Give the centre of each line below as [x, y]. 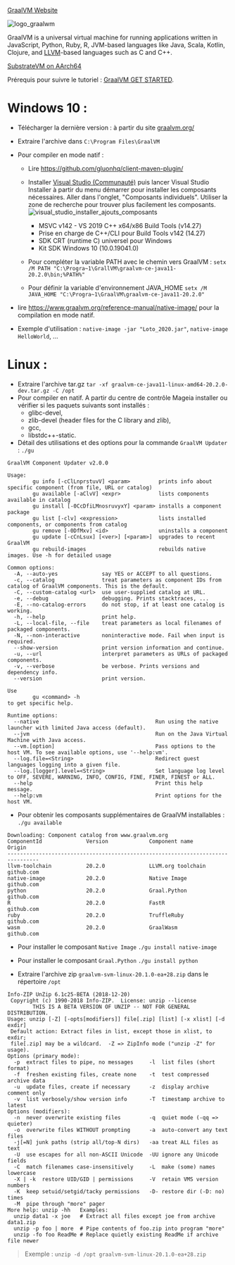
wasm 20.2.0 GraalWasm [93, 927]
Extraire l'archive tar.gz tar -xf [63, 384]
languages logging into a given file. [64, 764]
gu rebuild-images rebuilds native [119, 549]
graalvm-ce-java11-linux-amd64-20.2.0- [170, 384]
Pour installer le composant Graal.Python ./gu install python [108, 960]
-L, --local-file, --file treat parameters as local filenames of [118, 623]
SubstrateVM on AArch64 [45, 66]
